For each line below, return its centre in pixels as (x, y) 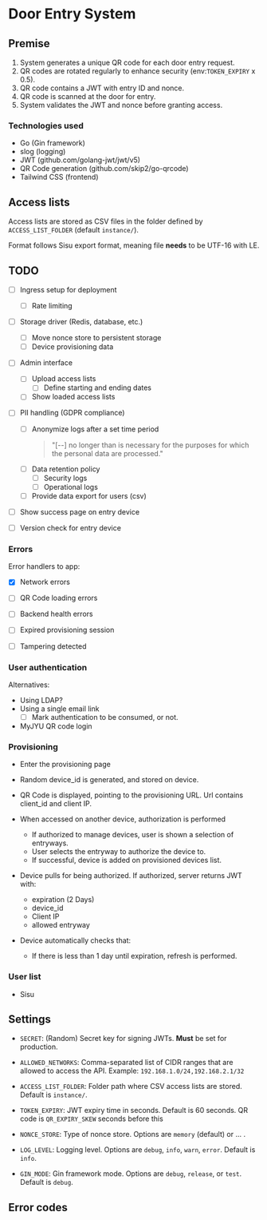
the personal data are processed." (107, 453)
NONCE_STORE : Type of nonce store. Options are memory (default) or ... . (132, 1135)
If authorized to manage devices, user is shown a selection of (133, 835)
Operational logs (71, 487)
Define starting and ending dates (98, 387)
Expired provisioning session (67, 630)
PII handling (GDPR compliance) (72, 413)
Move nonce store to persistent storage (96, 338)
